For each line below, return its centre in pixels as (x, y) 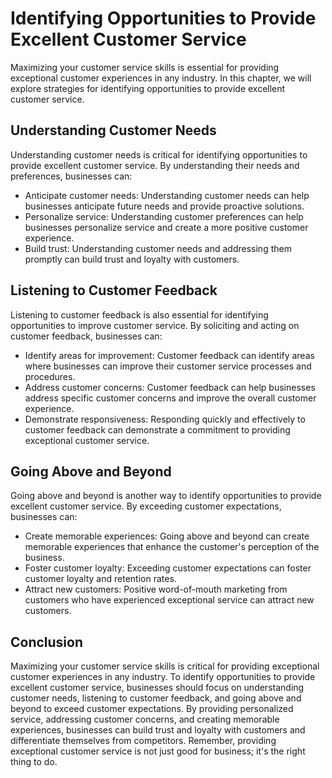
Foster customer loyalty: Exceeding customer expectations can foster (168, 568)
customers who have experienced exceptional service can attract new (169, 600)
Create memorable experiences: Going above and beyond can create (167, 536)
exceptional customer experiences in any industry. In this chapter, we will (161, 78)
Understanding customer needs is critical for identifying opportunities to (159, 154)
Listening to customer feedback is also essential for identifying (139, 314)
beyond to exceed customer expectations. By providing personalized (152, 709)
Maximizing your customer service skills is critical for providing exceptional (165, 666)
